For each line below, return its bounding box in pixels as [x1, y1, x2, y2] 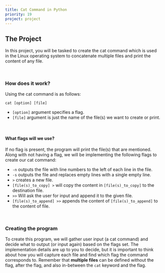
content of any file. [5, 58, 43, 64]
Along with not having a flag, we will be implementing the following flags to [5, 151, 157, 158]
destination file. [12, 187, 44, 193]
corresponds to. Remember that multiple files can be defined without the [5, 257, 154, 263]
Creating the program [5, 225, 58, 232]
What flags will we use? [5, 136, 55, 141]
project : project [5, 16, 41, 21]
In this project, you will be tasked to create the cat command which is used [5, 48, 157, 54]
